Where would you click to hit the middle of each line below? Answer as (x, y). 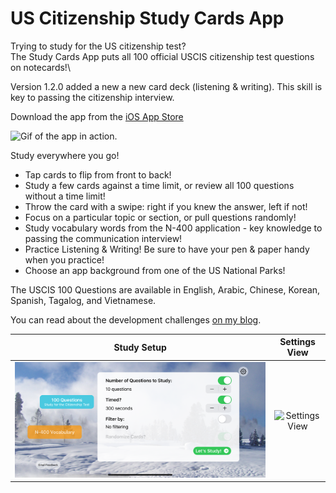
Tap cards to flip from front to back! (98, 174)
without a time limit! (65, 196)
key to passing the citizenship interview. (92, 97)
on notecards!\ (40, 67)
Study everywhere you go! (65, 155)
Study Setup (140, 347)
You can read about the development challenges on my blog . (136, 319)
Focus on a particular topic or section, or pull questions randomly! (160, 217)
